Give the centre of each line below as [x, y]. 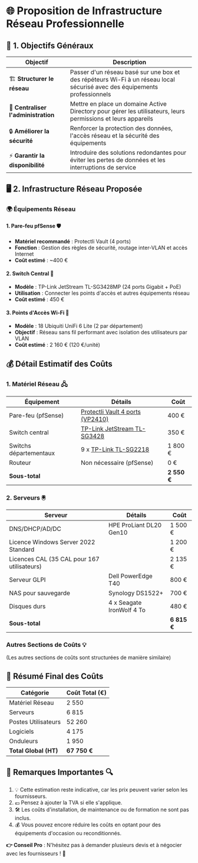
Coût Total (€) [87, 693]
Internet [24, 254]
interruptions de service [103, 167]
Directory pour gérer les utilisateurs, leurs [127, 111]
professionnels [90, 94]
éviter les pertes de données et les [118, 160]
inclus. [23, 818]
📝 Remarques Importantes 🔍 [60, 772]
